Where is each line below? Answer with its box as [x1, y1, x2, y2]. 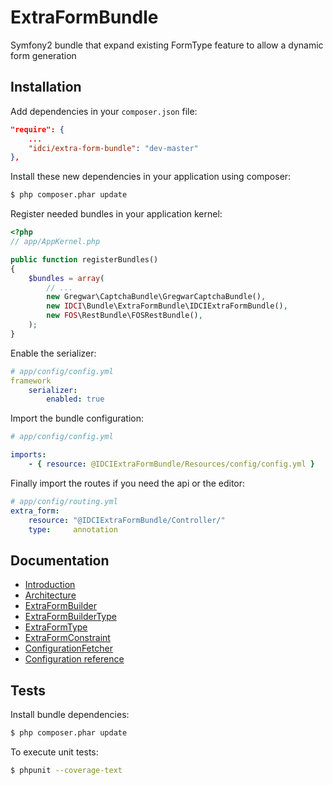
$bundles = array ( [28, 273, 105, 283]
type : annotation [28, 524, 118, 535]
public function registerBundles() [10, 254, 159, 265]
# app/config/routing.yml [10, 496, 118, 506]
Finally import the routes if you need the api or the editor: [10, 477, 246, 489]
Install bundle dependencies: [10, 709, 130, 720]
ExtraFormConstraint [24, 632, 111, 644]
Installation [10, 79, 82, 96]
